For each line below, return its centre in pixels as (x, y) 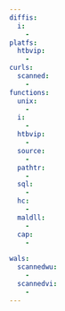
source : (32, 151)
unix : (28, 101)
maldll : (32, 217)
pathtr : (32, 168)
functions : (29, 92)
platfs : (24, 43)
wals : (19, 259)
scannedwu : (37, 267)
